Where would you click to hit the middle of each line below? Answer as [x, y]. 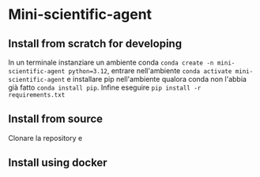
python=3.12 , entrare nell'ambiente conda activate [150, 71]
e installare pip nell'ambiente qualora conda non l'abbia [157, 79]
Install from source [56, 119]
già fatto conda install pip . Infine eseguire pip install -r [105, 87]
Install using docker [58, 163]
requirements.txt [37, 95]
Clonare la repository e [45, 138]
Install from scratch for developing [95, 44]
